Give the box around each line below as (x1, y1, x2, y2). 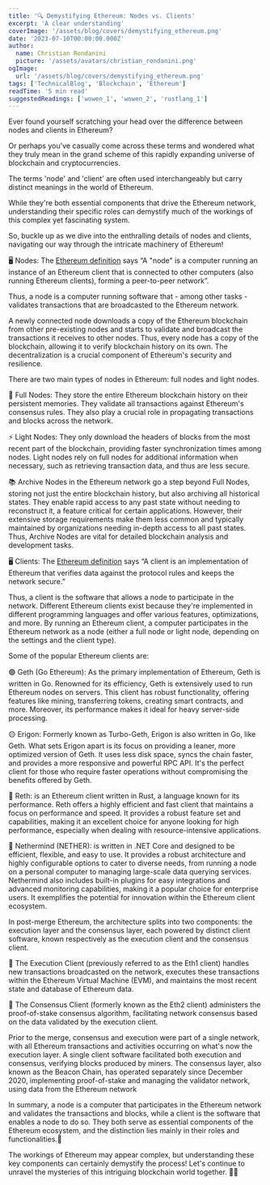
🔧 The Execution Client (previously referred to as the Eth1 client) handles (8, 959, 249, 968)
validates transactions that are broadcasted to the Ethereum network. (8, 300, 240, 310)
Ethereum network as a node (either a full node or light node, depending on (8, 627, 259, 637)
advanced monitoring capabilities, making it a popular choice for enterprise (8, 884, 259, 894)
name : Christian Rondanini (15, 49, 107, 57)
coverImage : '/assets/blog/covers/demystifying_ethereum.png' (8, 27, 222, 35)
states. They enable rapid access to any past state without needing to (8, 497, 241, 507)
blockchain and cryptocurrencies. (8, 159, 121, 168)
